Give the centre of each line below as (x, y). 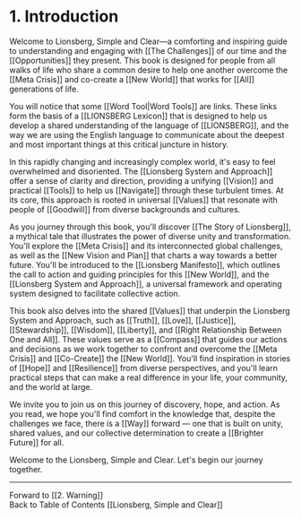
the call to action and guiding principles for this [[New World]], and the (139, 274)
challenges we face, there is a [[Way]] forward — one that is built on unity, (146, 423)
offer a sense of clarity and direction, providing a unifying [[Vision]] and (142, 180)
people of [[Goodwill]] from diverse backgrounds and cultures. (125, 209)
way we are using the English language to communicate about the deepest (147, 134)
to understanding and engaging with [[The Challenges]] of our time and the (148, 50)
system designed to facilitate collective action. (95, 293)
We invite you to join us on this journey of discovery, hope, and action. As (145, 404)
